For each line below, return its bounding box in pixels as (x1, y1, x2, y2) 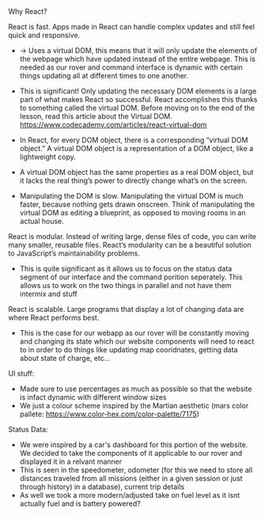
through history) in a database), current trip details (19, 482, 184, 491)
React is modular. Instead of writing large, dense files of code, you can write (8, 232, 257, 241)
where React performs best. (8, 313, 100, 322)
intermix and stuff (19, 289, 78, 298)
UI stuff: (8, 369, 35, 378)
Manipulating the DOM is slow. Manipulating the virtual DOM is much (19, 192, 244, 200)
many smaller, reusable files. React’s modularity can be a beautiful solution (8, 241, 252, 249)
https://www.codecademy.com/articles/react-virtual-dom (19, 120, 207, 129)
